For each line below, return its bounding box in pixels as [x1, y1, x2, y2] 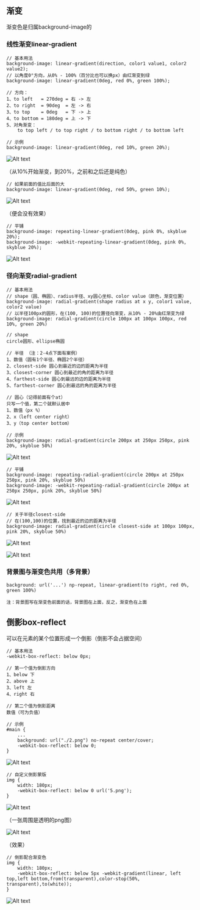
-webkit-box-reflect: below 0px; [6, 653, 91, 659]
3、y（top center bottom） [6, 421, 72, 427]
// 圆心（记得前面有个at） [6, 394, 66, 401]
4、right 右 [6, 691, 35, 697]
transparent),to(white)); [6, 881, 72, 887]
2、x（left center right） [6, 414, 72, 420]
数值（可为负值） [6, 709, 43, 715]
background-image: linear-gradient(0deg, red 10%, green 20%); [6, 145, 171, 151]
